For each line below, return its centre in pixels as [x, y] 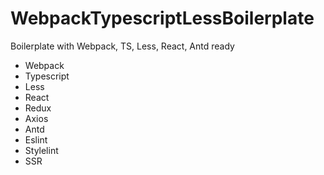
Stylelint [41, 150]
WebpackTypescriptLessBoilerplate [162, 18]
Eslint [36, 139]
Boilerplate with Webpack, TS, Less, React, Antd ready [122, 46]
